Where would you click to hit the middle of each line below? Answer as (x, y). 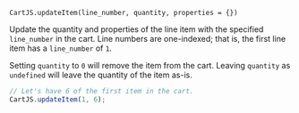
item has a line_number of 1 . (60, 48)
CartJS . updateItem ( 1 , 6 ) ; (57, 99)
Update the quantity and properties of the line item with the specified (137, 29)
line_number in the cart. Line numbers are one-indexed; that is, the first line (148, 39)
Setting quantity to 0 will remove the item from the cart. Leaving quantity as (150, 65)
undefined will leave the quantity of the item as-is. (101, 75)
